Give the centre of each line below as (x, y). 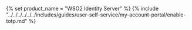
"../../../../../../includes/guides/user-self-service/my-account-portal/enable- (96, 15)
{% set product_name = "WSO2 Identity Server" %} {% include (82, 9)
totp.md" (17, 21)
